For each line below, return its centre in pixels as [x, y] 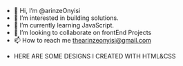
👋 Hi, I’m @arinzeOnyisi [47, 11]
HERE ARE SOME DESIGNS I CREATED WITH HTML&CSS [95, 56]
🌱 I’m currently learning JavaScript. [64, 25]
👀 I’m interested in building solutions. [66, 18]
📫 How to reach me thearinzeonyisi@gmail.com [83, 40]
